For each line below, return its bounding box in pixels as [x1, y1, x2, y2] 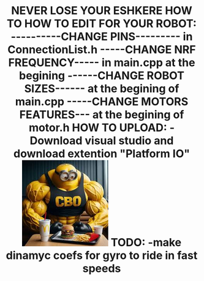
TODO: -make [110, 236, 181, 250]
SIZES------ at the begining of [24, 82, 179, 96]
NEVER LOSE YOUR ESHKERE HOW [10, 4, 193, 18]
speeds [82, 261, 121, 275]
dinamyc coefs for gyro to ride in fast [6, 249, 198, 263]
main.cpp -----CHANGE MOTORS [15, 95, 189, 109]
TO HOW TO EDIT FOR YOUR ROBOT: [7, 17, 197, 31]
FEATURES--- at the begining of [19, 108, 184, 122]
